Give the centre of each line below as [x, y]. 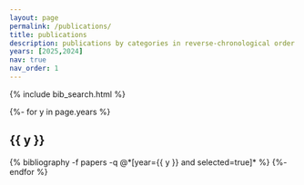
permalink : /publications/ [61, 26]
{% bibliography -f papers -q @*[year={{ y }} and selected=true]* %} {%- [148, 162]
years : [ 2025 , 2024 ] [46, 52]
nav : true [28, 60]
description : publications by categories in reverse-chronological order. [154, 43]
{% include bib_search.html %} [67, 94]
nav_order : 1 [34, 69]
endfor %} [29, 171]
